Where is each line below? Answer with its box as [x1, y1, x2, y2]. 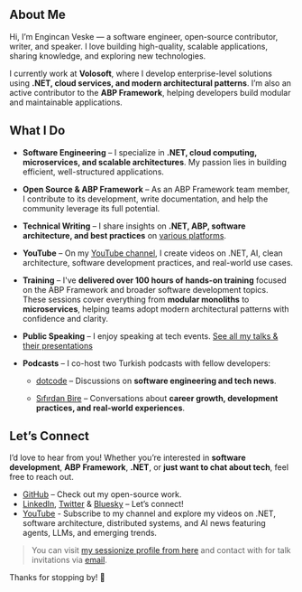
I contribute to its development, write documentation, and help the [22, 193, 269, 204]
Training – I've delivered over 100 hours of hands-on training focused [22, 275, 287, 286]
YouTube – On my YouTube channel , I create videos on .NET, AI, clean [22, 248, 284, 258]
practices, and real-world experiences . [35, 402, 186, 413]
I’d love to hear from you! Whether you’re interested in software [9, 452, 246, 464]
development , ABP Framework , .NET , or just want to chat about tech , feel [9, 462, 289, 473]
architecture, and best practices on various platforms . [22, 230, 227, 240]
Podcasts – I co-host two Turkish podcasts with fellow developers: [22, 357, 271, 369]
